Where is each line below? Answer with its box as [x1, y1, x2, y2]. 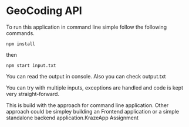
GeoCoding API [6, 4, 82, 18]
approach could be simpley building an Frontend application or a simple [6, 108, 179, 115]
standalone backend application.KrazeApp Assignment [6, 114, 139, 121]
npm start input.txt [6, 63, 57, 68]
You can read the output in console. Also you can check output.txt [6, 73, 166, 80]
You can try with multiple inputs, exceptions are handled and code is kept [6, 84, 184, 91]
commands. [6, 29, 35, 36]
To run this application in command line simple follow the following [6, 23, 167, 30]
